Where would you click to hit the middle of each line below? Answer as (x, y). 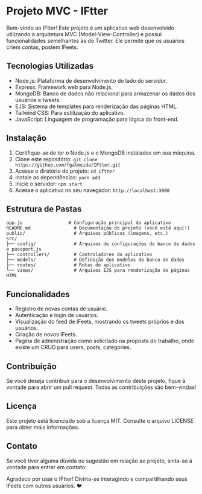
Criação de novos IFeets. (46, 335)
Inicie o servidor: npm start (49, 184)
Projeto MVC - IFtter (57, 11)
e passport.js (24, 249)
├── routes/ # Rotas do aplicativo (68, 265)
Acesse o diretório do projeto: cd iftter (65, 171)
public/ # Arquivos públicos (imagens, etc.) (87, 234)
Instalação (27, 138)
